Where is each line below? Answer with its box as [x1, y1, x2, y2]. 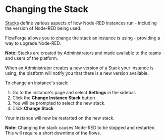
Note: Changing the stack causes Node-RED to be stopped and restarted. [5, 125, 156, 131]
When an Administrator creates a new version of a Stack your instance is [5, 65, 154, 71]
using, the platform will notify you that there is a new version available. [5, 70, 149, 76]
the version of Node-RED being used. [5, 25, 82, 31]
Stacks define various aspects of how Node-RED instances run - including [5, 20, 157, 26]
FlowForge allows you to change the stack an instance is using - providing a [5, 35, 160, 41]
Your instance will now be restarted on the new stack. [5, 115, 115, 121]
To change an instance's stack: [5, 80, 69, 86]
